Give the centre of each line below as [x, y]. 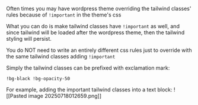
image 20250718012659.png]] [65, 96]
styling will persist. [29, 39]
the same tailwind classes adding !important [61, 56]
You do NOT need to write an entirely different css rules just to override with [99, 50]
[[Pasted [17, 96]
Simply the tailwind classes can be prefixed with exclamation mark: [88, 68]
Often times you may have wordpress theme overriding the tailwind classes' [99, 9]
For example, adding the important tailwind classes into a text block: [90, 90]
